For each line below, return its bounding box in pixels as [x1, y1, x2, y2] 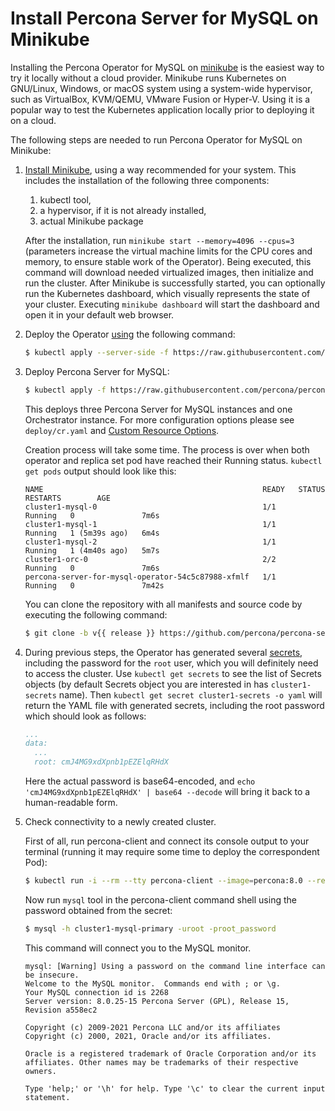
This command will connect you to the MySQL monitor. [24, 942, 252, 954]
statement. [24, 1092, 71, 1102]
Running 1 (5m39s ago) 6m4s [24, 528, 160, 538]
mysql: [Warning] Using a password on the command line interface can [24, 961, 326, 971]
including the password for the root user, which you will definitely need [24, 657, 319, 669]
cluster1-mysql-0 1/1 [24, 502, 277, 512]
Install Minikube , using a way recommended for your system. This [24, 163, 297, 176]
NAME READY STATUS [24, 484, 326, 494]
